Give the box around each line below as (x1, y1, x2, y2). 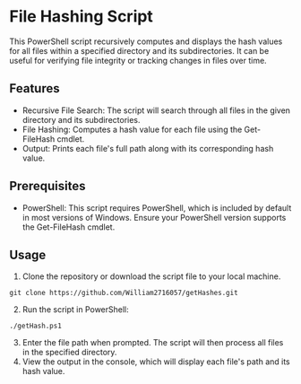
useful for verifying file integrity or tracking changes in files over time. (9, 55, 267, 65)
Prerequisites (9, 179, 86, 194)
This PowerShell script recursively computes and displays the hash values (9, 36, 283, 47)
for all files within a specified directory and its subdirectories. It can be (9, 45, 270, 56)
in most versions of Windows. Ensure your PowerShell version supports (21, 212, 287, 223)
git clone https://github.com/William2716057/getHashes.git (9, 289, 239, 298)
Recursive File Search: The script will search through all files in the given (21, 105, 291, 116)
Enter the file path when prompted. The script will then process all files (21, 337, 284, 348)
